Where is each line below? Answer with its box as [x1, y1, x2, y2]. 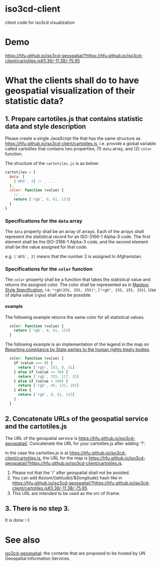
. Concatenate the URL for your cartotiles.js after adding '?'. [27, 440, 146, 446]
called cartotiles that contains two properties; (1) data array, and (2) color [5, 146, 152, 151]
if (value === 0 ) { [14, 361, 53, 365]
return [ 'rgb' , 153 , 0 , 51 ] [17, 365, 75, 370]
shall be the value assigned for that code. [5, 244, 88, 250]
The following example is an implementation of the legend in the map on [5, 342, 149, 347]
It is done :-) [5, 517, 30, 523]
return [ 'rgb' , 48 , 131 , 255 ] [17, 383, 79, 388]
